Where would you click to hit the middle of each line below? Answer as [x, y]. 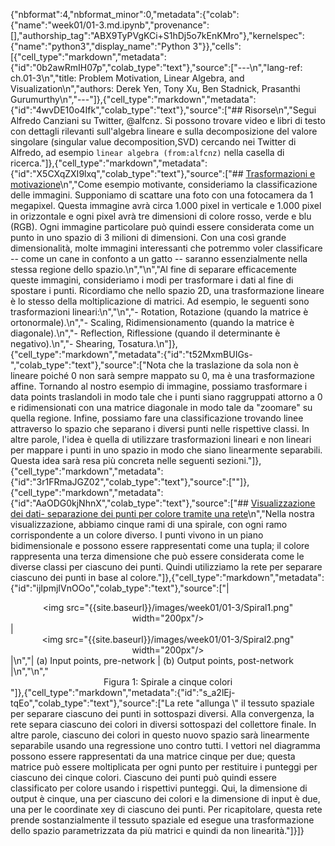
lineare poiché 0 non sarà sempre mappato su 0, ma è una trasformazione [163, 375]
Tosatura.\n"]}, [147, 343]
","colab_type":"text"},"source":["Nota [88, 365]
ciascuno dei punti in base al [69, 577]
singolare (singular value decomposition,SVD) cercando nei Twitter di [153, 142]
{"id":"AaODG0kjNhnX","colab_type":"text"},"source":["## [129, 503]
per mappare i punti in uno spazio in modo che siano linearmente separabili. [166, 450]
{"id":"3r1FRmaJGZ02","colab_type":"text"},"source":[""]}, [130, 482]
